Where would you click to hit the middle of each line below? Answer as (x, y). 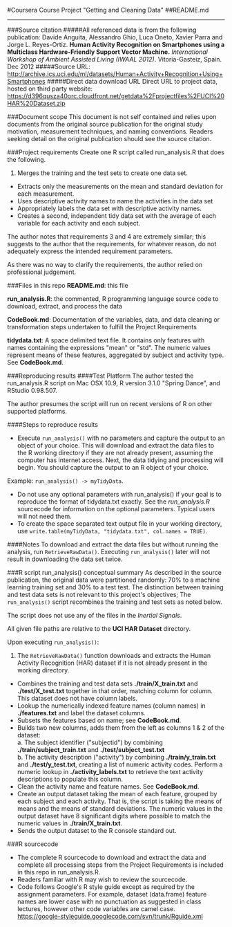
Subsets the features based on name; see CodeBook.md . (99, 720)
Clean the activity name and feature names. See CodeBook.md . (108, 787)
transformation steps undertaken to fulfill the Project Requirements (102, 327)
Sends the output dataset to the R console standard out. (97, 830)
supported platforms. (37, 411)
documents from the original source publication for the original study (105, 124)
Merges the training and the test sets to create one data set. (102, 173)
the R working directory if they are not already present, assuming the (115, 453)
